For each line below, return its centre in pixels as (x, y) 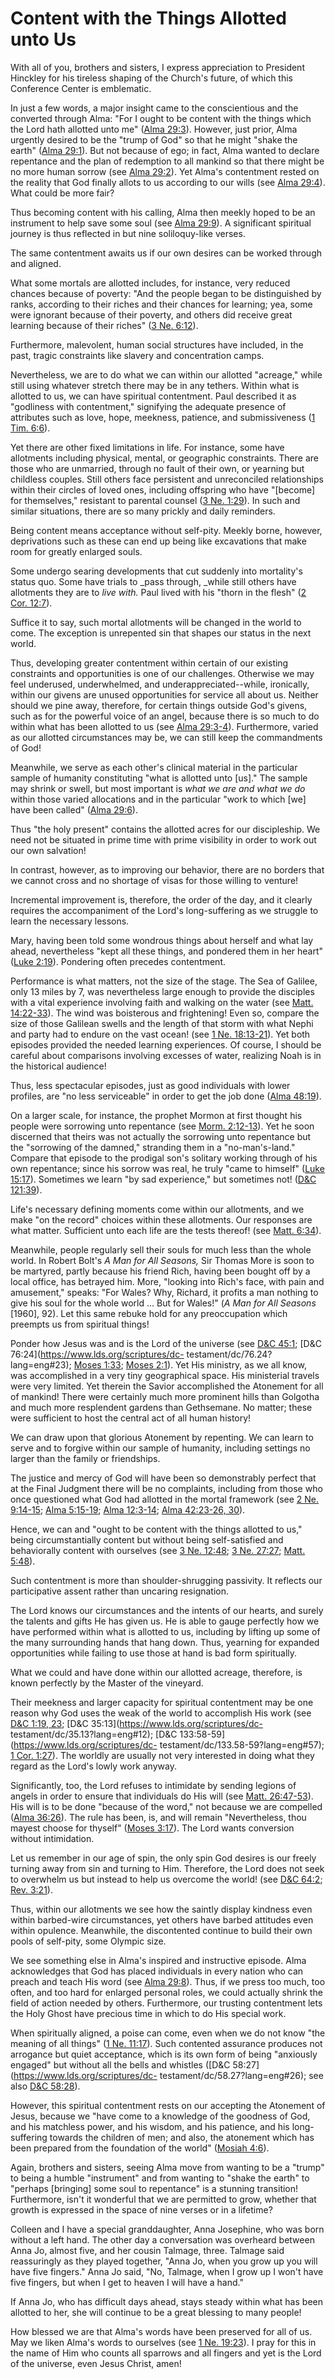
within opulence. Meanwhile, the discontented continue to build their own (161, 1930)
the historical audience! (58, 1066)
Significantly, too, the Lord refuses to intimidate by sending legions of (153, 1785)
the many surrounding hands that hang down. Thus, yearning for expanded (165, 1642)
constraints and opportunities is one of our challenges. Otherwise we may (162, 673)
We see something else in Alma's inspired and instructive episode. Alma (158, 1960)
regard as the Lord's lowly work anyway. (93, 1766)
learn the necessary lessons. (70, 921)
